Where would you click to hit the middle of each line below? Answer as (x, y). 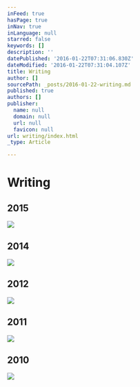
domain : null (32, 116)
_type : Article (29, 143)
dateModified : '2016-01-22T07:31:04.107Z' (69, 65)
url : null (27, 123)
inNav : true (24, 26)
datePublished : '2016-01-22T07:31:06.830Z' (71, 59)
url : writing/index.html (43, 136)
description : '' (30, 53)
